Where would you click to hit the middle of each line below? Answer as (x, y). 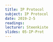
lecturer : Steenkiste (27, 28)
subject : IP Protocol (27, 14)
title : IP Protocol (25, 9)
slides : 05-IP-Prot (25, 32)
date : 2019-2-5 (20, 18)
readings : (15, 23)
